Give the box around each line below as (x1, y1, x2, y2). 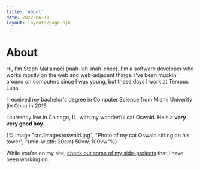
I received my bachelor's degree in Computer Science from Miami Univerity (6, 96, 193, 103)
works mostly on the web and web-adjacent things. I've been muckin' (6, 72, 178, 79)
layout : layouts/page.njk (6, 20, 71, 26)
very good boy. (6, 120, 45, 127)
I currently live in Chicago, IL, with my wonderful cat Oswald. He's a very (6, 114, 187, 121)
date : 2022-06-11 (6, 14, 50, 20)
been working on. (6, 156, 50, 163)
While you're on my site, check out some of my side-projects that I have (6, 150, 184, 157)
